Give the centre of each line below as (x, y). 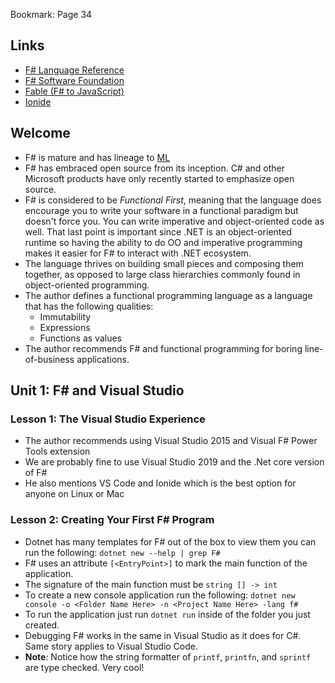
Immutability (65, 316)
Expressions (65, 327)
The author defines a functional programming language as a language (168, 295)
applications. (103, 359)
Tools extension (57, 451)
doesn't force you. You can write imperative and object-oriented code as (174, 221)
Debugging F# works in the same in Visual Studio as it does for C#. (163, 635)
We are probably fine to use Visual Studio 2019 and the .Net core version (174, 462)
